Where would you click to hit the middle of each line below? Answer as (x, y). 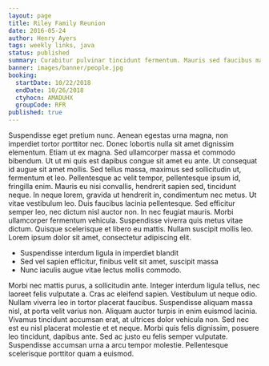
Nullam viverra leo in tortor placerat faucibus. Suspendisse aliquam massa (131, 302)
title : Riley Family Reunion (57, 23)
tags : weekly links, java (51, 46)
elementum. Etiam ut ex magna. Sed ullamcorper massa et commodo (122, 152)
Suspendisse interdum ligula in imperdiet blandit (99, 253)
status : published (39, 53)
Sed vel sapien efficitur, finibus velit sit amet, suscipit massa (119, 261)
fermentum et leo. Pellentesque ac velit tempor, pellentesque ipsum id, (124, 178)
